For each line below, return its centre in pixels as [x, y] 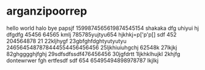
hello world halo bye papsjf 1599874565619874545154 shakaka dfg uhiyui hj [102, 28]
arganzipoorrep [47, 11]
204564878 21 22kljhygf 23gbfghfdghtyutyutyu [66, 41]
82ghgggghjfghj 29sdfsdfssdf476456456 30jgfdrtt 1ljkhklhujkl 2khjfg [93, 54]
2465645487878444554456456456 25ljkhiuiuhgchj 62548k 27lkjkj [92, 47]
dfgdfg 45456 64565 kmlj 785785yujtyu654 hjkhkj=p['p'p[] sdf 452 [91, 34]
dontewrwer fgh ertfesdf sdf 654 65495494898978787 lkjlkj [83, 60]
